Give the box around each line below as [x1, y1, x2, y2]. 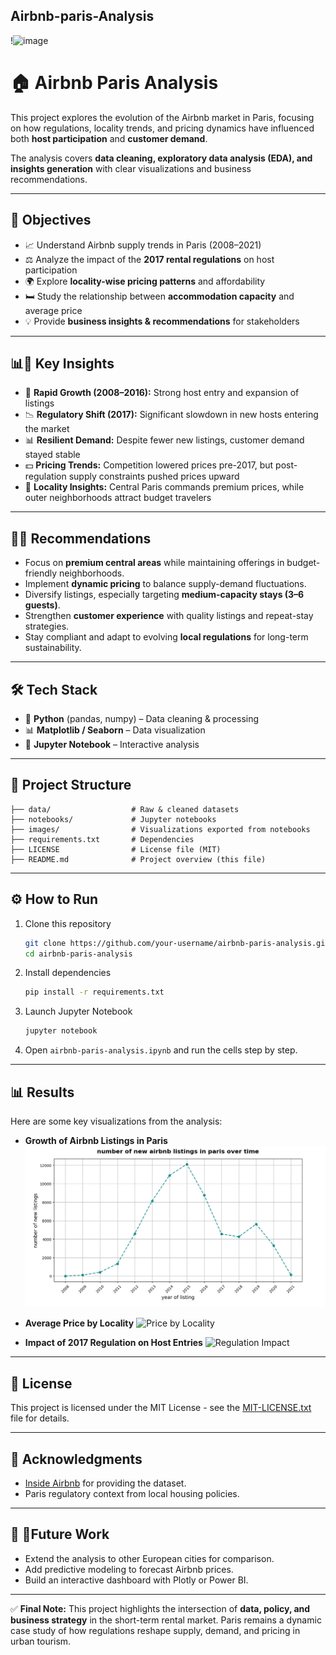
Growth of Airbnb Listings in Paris [24, 1134, 168, 1146]
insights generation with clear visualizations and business [10, 162, 252, 174]
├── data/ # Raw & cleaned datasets [10, 804, 240, 814]
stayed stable [24, 449, 81, 461]
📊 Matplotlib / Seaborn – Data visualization [24, 724, 206, 736]
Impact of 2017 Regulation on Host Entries [24, 1337, 203, 1349]
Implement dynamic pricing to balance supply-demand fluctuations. [24, 578, 307, 590]
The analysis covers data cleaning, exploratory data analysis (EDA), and [10, 152, 313, 164]
